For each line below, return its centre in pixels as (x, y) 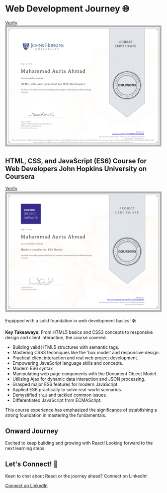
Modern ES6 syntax (33, 369)
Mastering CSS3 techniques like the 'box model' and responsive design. (86, 353)
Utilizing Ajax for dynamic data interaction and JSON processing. (79, 379)
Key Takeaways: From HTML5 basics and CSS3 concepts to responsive (79, 332)
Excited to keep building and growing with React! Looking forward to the (79, 443)
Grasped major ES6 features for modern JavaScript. (66, 384)
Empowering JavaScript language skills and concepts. (68, 363)
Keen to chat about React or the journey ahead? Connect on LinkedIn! (77, 476)
